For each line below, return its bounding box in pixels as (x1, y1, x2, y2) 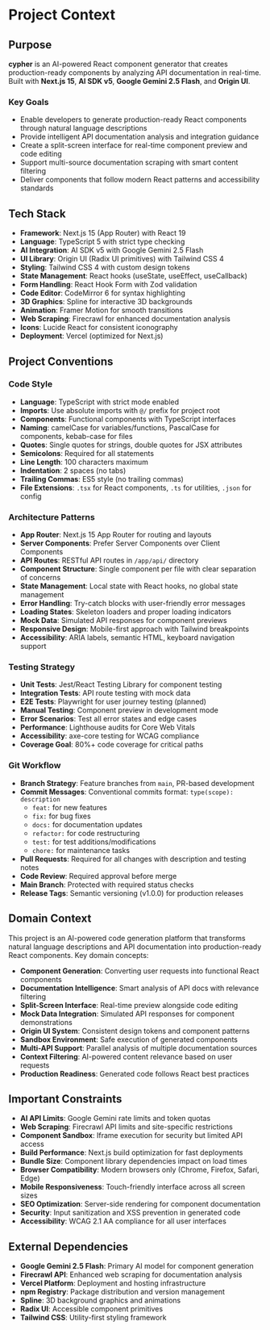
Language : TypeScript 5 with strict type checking (19, 236, 185, 247)
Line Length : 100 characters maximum (19, 457, 149, 466)
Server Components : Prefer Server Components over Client (19, 538, 220, 548)
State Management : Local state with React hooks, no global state (19, 581, 239, 591)
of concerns (19, 573, 61, 583)
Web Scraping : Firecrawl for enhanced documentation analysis (19, 314, 231, 324)
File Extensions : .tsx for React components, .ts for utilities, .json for (19, 483, 251, 492)
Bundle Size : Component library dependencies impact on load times (19, 1156, 247, 1166)
